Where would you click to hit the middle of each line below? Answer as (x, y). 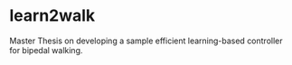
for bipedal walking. (46, 50)
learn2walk (52, 16)
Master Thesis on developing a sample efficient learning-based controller (146, 41)
